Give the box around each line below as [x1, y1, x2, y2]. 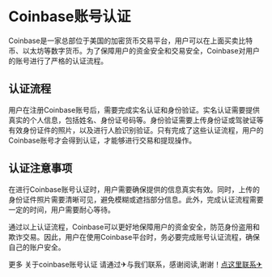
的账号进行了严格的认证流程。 [8, 56, 108, 66]
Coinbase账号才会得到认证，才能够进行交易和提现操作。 [8, 135, 197, 145]
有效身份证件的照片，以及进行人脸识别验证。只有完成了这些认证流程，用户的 [8, 125, 264, 134]
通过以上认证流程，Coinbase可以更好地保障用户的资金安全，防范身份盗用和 [8, 222, 261, 232]
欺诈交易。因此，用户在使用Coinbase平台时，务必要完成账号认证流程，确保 [8, 232, 261, 241]
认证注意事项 [8, 161, 73, 175]
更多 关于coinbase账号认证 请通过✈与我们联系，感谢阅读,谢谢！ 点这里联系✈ [8, 259, 263, 269]
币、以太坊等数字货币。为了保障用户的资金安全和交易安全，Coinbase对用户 [8, 45, 261, 55]
